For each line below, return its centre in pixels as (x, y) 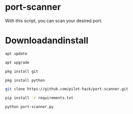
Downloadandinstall (47, 41)
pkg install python (25, 80)
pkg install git (22, 71)
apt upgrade (17, 62)
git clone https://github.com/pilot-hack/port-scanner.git (67, 89)
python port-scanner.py (29, 107)
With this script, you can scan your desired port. (54, 21)
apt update (16, 54)
